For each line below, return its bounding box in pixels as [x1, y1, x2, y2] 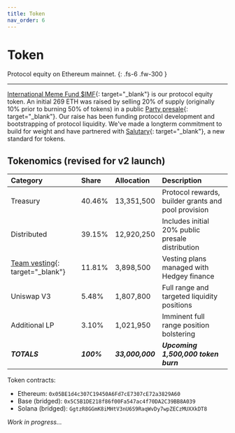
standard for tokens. [7, 134, 66, 143]
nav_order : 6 [7, 17, 45, 24]
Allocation [115, 176, 150, 185]
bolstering [162, 329, 196, 339]
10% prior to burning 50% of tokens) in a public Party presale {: [7, 105, 189, 113]
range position [162, 320, 210, 330]
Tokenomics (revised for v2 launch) [7, 155, 166, 166]
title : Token [7, 10, 45, 17]
